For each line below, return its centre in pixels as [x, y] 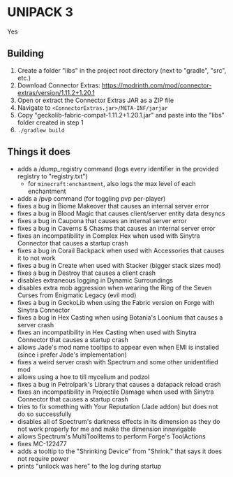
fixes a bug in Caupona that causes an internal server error [102, 220]
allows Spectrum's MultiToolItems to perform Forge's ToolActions [111, 436]
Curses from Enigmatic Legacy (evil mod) [77, 295]
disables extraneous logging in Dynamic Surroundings [95, 280]
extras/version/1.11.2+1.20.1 [56, 92]
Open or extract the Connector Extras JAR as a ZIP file [96, 100]
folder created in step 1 [50, 122]
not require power [43, 458]
